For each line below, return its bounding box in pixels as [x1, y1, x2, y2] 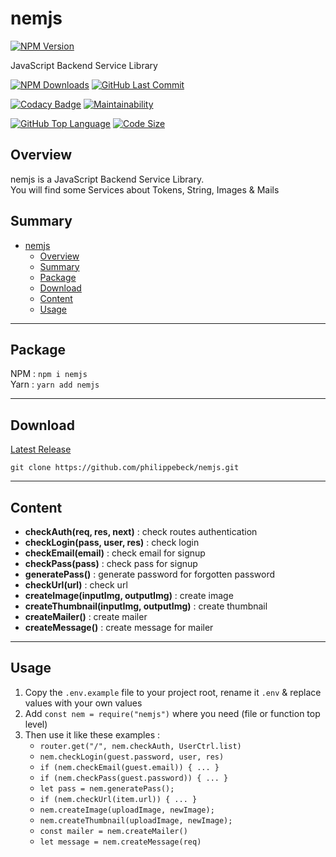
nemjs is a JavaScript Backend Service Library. [10, 173, 205, 185]
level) [24, 718, 48, 730]
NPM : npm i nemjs [10, 368, 88, 380]
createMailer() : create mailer [24, 611, 148, 622]
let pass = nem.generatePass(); [39, 783, 175, 794]
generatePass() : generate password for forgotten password [24, 568, 276, 580]
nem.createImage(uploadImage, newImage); [39, 805, 215, 815]
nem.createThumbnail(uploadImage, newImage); [39, 815, 233, 826]
